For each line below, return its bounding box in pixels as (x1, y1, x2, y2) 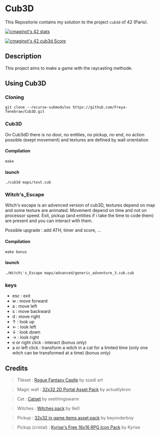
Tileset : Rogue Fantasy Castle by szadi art (17, 377, 103, 383)
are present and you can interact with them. (5, 218, 93, 224)
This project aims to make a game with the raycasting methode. (5, 65, 133, 71)
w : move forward (12, 298, 48, 304)
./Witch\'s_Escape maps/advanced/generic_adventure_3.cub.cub (5, 270, 134, 275)
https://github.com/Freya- (72, 105, 128, 110)
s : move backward (12, 309, 51, 314)
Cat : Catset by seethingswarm (17, 396, 80, 402)
